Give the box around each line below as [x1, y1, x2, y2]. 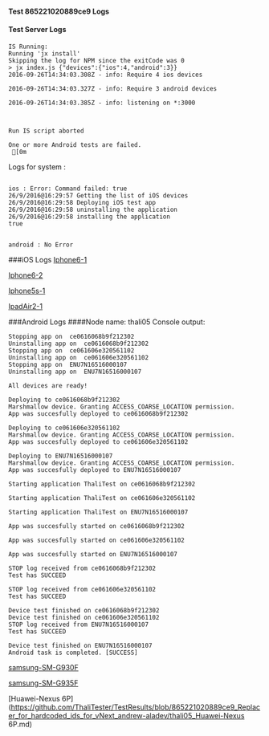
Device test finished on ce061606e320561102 [8, 613, 160, 621]
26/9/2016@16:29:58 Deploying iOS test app [8, 198, 157, 206]
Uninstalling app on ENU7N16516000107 [8, 368, 142, 376]
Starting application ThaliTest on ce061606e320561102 [8, 494, 196, 502]
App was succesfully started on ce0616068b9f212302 [8, 522, 185, 530]
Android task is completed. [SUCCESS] [8, 649, 138, 657]
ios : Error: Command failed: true [8, 185, 128, 193]
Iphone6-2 [8, 270, 43, 280]
